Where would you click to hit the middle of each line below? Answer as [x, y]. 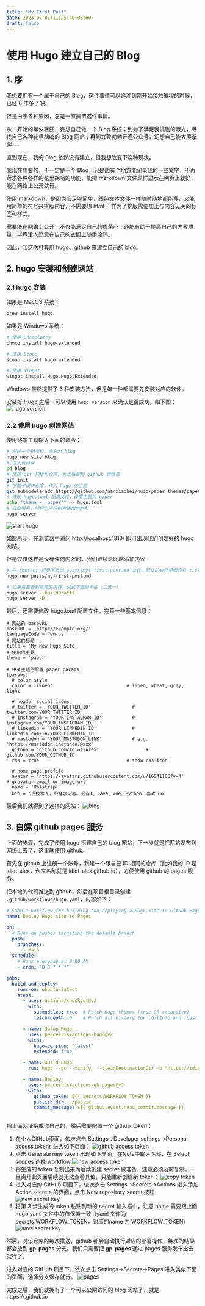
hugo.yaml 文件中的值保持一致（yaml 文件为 [70, 1214]
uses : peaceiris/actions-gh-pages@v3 [76, 1085]
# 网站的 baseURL [27, 624]
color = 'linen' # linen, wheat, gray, [98, 686]
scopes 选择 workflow [43, 1162]
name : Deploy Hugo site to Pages [49, 917]
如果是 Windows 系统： [36, 326]
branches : [30, 944]
